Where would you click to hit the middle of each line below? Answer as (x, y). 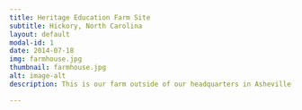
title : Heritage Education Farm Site (80, 17)
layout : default (40, 34)
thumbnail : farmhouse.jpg (58, 68)
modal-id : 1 (31, 42)
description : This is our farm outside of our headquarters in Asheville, (152, 84)
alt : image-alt (38, 76)
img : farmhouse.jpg (46, 59)
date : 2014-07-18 (42, 51)
